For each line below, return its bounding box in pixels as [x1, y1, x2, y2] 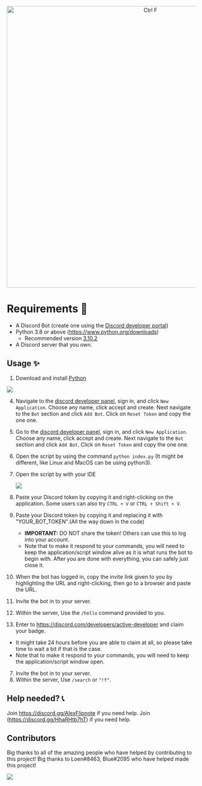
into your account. [24, 535, 70, 543]
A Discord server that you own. [15, 341, 92, 348]
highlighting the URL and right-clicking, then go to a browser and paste [15, 579, 191, 586]
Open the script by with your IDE [15, 471, 97, 478]
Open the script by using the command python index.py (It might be [15, 452, 183, 460]
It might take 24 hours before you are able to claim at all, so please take [15, 639, 192, 646]
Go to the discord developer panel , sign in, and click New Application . [15, 428, 188, 435]
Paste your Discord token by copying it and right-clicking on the [15, 493, 173, 501]
